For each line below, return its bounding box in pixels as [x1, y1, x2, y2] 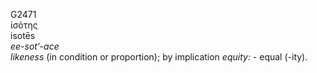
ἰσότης [10, 19, 38, 31]
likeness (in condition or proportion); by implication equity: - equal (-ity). [10, 51, 308, 63]
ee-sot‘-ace [10, 40, 60, 52]
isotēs [10, 30, 36, 41]
